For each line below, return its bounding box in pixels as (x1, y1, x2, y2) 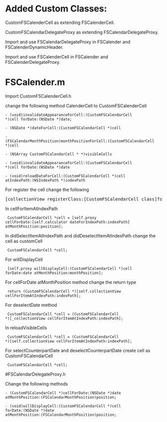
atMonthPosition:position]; (5, 224, 64, 229)
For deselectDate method (5, 302, 57, 308)
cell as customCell (5, 238, 43, 244)
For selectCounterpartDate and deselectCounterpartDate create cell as (5, 347, 151, 353)
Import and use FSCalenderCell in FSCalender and (5, 53, 108, 60)
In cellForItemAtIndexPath (5, 206, 58, 211)
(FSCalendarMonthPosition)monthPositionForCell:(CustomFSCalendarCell (5, 138, 155, 144)
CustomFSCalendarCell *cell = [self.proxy (7, 215, 97, 220)
